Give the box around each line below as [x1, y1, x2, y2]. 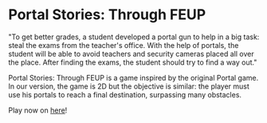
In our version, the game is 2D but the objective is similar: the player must [8, 81, 249, 91]
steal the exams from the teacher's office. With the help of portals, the [8, 40, 239, 50]
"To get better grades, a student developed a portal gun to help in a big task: [8, 32, 260, 42]
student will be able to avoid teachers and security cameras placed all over [8, 49, 254, 58]
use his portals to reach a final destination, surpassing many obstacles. [8, 89, 241, 99]
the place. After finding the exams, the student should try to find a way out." [8, 58, 257, 67]
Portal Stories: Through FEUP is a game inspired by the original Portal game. [8, 73, 259, 82]
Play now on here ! [8, 105, 68, 115]
